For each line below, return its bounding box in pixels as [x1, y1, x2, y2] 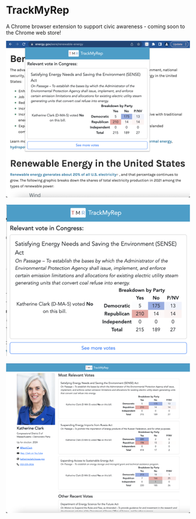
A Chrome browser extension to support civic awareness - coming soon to [6, 23, 185, 30]
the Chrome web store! [6, 29, 61, 36]
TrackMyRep [6, 4, 69, 17]
